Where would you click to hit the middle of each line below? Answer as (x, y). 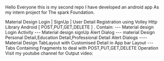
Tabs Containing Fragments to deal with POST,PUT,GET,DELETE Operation (82, 48)
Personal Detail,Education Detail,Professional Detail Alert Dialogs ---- (76, 37)
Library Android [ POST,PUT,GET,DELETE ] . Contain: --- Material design (80, 27)
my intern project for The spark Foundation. (50, 12)
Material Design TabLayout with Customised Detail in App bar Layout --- (79, 43)
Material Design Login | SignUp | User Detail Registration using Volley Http (82, 22)
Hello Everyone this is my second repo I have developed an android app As (82, 7)
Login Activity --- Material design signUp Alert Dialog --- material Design (80, 32)
